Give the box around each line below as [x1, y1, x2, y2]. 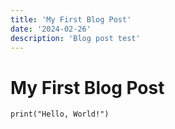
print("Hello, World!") [10, 109, 110, 120]
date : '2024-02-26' [10, 24, 92, 34]
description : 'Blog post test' [10, 33, 141, 43]
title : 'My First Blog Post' [10, 14, 132, 25]
